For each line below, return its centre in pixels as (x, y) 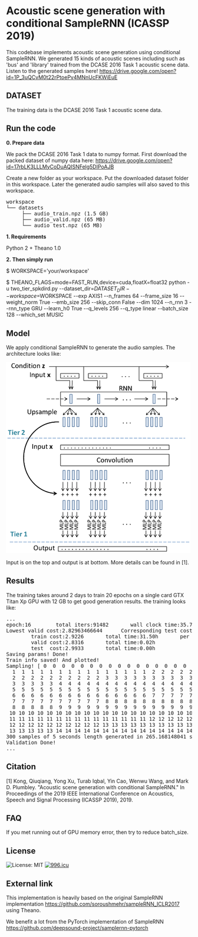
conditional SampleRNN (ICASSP (88, 23)
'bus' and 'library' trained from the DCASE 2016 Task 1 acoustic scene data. (98, 64)
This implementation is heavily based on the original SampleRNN (85, 898)
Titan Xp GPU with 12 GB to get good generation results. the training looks (96, 601)
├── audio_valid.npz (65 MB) (64, 219)
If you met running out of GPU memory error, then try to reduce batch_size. (97, 832)
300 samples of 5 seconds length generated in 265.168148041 (96, 736)
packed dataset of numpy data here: (50, 160)
